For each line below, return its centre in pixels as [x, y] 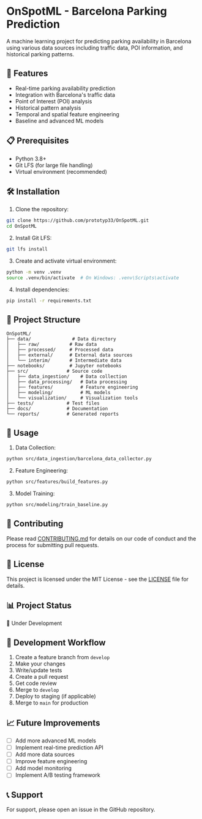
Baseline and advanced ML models [59, 121]
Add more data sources [45, 755]
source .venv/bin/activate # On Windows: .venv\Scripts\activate [93, 278]
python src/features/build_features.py [57, 482]
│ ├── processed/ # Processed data [60, 350]
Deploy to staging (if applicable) [55, 697]
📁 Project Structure [43, 320]
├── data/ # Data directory [61, 339]
